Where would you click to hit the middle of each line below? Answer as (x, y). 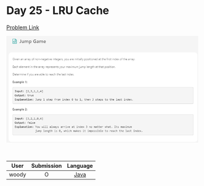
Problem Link (23, 27)
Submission (47, 166)
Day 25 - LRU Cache (58, 11)
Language (80, 166)
